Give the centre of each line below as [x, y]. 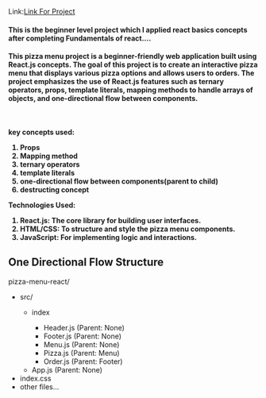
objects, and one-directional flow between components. [103, 99]
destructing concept [54, 189]
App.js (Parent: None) [67, 369]
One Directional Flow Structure [86, 263]
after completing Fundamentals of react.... [80, 38]
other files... [39, 386]
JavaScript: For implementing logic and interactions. [108, 237]
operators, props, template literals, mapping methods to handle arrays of [131, 90]
